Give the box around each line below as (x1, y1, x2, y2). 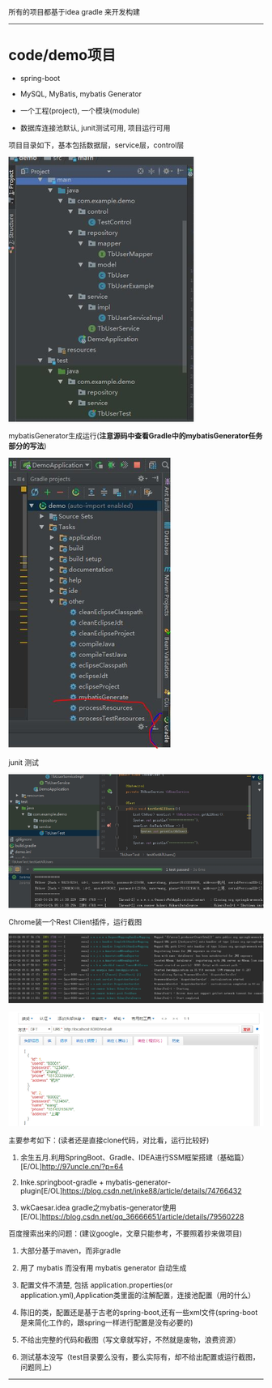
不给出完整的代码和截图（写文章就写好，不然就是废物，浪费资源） (19, 1335, 240, 1345)
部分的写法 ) (8, 441, 47, 451)
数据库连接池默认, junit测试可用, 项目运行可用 (19, 122, 171, 132)
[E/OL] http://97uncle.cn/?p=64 (19, 1162, 124, 1172)
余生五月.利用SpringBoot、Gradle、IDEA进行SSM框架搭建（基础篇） (19, 1153, 249, 1163)
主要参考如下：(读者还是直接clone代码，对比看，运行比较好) (8, 1135, 210, 1145)
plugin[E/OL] (19, 1186, 63, 1196)
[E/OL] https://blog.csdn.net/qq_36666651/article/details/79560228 (19, 1212, 244, 1222)
